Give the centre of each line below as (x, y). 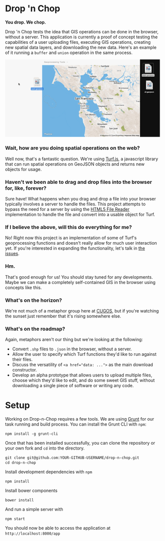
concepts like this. (24, 287)
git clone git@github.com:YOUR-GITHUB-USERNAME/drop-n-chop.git (72, 458)
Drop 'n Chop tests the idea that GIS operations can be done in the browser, (82, 31)
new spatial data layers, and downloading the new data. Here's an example (81, 47)
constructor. (25, 370)
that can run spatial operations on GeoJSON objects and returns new (75, 164)
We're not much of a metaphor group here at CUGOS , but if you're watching (82, 311)
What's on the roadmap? (35, 329)
